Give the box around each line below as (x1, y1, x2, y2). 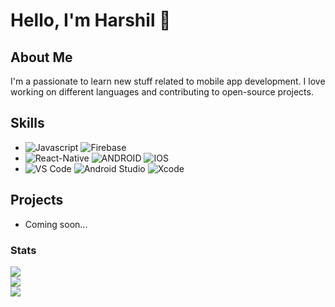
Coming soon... (24, 218, 88, 230)
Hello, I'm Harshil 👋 (10, 9, 172, 32)
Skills (10, 115, 45, 132)
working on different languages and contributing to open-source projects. (10, 86, 314, 98)
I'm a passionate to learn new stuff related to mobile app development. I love (10, 75, 326, 87)
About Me (10, 49, 73, 66)
